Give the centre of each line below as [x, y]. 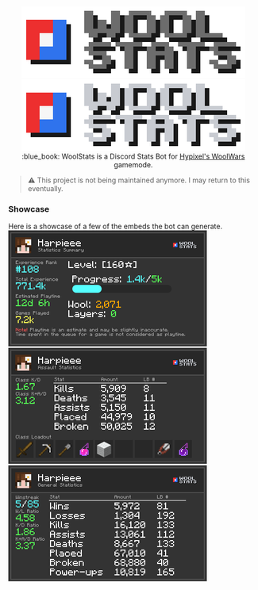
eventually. [45, 188]
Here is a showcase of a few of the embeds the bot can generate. [116, 226]
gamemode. [133, 165]
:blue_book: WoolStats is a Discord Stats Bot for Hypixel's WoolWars [133, 156]
